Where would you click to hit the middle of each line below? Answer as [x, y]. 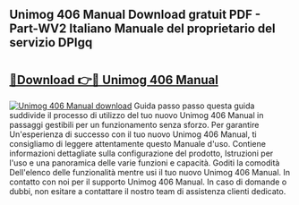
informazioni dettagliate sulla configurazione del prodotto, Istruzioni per [141, 153]
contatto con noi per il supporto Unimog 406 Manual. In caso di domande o [148, 182]
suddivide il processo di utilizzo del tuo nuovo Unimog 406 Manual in [137, 115]
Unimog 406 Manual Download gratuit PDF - [135, 15]
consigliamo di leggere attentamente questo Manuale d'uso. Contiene [138, 144]
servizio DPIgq [51, 43]
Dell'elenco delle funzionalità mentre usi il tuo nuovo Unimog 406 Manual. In [150, 172]
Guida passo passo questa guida [194, 106]
